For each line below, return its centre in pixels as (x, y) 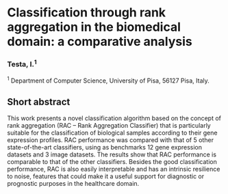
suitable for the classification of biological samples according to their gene (112, 133)
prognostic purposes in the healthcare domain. (73, 184)
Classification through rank (87, 13)
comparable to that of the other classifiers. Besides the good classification (112, 162)
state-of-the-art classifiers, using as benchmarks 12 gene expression (105, 148)
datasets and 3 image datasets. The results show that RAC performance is (112, 154)
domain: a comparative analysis (100, 42)
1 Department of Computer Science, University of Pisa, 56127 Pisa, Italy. (109, 80)
